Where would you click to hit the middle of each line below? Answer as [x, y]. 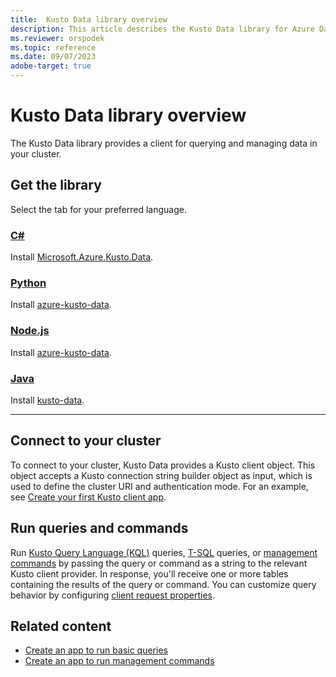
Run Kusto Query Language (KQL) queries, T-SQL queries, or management [164, 552]
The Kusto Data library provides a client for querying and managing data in [164, 143]
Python [28, 283]
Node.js [30, 331]
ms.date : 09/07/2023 [53, 57]
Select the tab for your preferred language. [98, 209]
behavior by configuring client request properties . [112, 595]
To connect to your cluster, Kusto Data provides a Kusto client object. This [163, 465]
